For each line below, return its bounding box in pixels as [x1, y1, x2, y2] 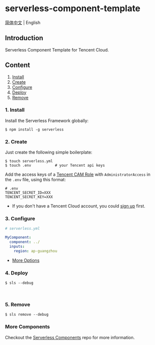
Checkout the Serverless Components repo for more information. [5, 334, 135, 340]
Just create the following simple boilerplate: [5, 149, 93, 155]
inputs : [9, 244, 25, 249]
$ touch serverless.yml [5, 159, 53, 164]
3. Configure [5, 215, 35, 222]
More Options [12, 257, 40, 263]
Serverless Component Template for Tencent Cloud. [5, 47, 109, 52]
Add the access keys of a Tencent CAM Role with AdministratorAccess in [5, 172, 151, 177]
